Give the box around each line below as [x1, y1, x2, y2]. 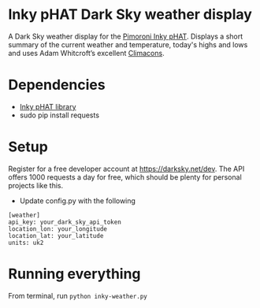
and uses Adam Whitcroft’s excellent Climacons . [8, 48, 165, 58]
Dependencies [8, 76, 106, 94]
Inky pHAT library [19, 102, 76, 111]
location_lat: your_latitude [8, 232, 104, 239]
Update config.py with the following [19, 195, 136, 206]
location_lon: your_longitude [8, 225, 108, 233]
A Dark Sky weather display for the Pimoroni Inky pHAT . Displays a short [8, 32, 243, 41]
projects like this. [8, 180, 64, 190]
